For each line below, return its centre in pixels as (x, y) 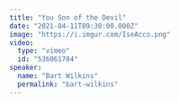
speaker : (26, 68)
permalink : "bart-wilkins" (68, 84)
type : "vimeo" (44, 51)
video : (22, 43)
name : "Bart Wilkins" (58, 76)
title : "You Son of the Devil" (68, 17)
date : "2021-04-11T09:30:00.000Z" (74, 26)
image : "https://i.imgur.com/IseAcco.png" (90, 34)
